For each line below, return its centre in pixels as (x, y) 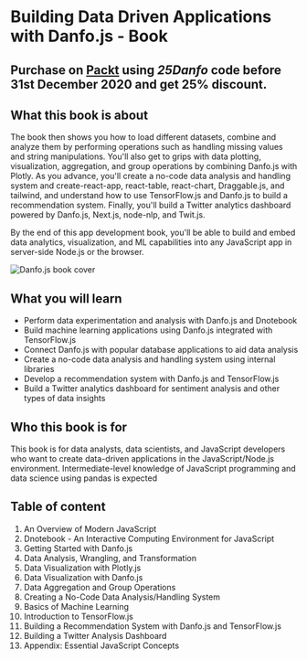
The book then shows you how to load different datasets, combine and (143, 137)
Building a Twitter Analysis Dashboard (95, 635)
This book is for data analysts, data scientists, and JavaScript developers (148, 449)
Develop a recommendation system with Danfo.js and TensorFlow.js (151, 379)
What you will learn (66, 298)
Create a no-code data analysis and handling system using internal (149, 359)
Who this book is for (69, 427)
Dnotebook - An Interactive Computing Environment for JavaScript (149, 538)
